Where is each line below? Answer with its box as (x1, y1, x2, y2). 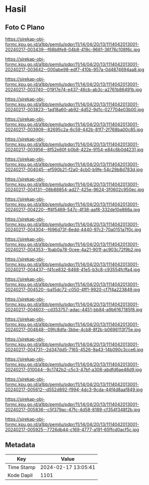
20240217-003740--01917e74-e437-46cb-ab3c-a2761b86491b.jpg (5, 87, 142, 92)
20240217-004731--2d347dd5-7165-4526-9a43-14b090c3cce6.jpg (5, 347, 144, 353)
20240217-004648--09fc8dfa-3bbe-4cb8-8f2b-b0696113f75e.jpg (5, 326, 141, 332)
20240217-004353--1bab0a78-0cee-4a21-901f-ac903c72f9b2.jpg (5, 247, 141, 252)
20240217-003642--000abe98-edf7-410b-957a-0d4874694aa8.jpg (5, 66, 144, 72)
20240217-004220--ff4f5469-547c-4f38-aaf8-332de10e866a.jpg (5, 207, 140, 212)
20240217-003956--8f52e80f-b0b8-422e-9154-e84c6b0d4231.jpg (5, 147, 144, 152)
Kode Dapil (7, 472, 33, 479)
